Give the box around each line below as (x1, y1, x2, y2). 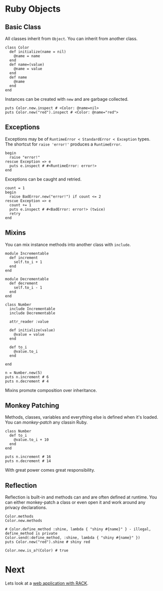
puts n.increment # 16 (5, 454, 51, 460)
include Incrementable (9, 306, 55, 311)
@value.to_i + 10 (14, 437, 49, 443)
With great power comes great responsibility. (5, 467, 95, 473)
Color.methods (5, 514, 34, 519)
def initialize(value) (9, 328, 55, 332)
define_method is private (5, 531, 57, 536)
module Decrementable (5, 277, 49, 281)
